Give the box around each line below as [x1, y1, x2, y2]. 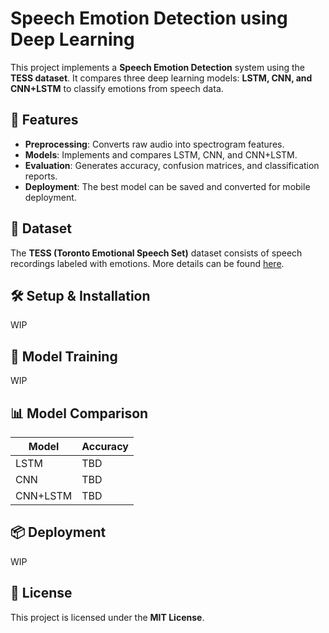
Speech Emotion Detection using [10, 7, 288, 30]
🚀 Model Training [10, 348, 118, 365]
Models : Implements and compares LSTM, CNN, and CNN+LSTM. [24, 148, 298, 161]
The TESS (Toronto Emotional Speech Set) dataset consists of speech [10, 247, 303, 259]
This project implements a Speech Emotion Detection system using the [10, 61, 306, 73]
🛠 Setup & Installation [10, 287, 151, 304]
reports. [24, 170, 58, 182]
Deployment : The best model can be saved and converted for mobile [24, 180, 311, 192]
